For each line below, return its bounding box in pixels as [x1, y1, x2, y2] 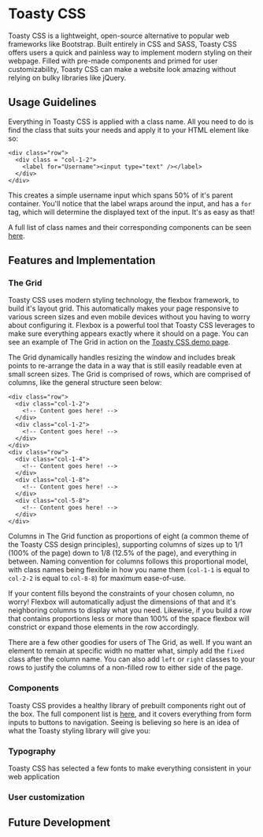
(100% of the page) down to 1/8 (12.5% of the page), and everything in [8, 549, 237, 558]
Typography [8, 745, 57, 756]
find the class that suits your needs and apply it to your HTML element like [8, 125, 250, 134]
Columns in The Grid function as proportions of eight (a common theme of [8, 531, 250, 541]
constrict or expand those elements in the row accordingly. [8, 622, 199, 632]
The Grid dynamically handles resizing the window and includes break [8, 353, 236, 362]
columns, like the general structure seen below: [8, 378, 162, 387]
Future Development [8, 816, 111, 830]
